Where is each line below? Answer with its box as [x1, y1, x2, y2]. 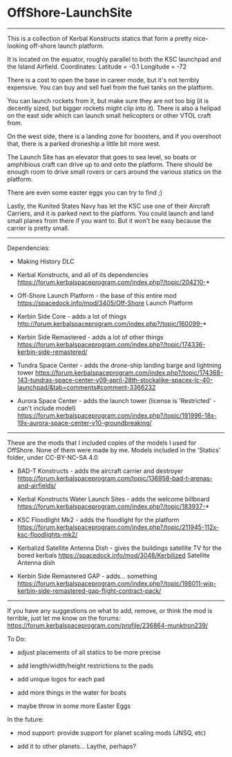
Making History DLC [17, 257, 75, 265]
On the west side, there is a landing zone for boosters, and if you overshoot [7, 132, 222, 140]
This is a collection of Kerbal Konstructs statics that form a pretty [7, 34, 192, 42]
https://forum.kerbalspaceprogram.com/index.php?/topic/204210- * [17, 278, 211, 286]
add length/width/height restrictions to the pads [17, 661, 153, 670]
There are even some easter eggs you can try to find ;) [7, 188, 163, 197]
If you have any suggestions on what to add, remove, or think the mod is [7, 606, 213, 614]
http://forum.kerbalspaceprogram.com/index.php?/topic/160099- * [17, 319, 207, 328]
